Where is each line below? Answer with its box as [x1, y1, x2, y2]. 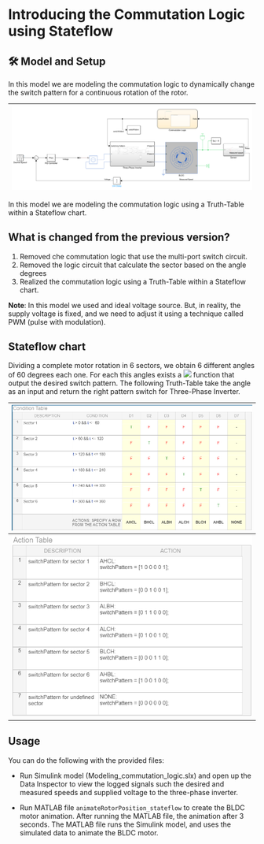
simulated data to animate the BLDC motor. [19, 827, 159, 837]
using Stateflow [8, 22, 114, 40]
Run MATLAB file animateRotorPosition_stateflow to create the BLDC [19, 802, 245, 812]
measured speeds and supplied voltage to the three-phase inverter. [19, 787, 238, 797]
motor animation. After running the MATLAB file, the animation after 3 [19, 811, 244, 820]
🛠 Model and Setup [8, 54, 106, 68]
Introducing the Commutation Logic [8, 6, 246, 24]
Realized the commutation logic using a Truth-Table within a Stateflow [19, 277, 246, 286]
